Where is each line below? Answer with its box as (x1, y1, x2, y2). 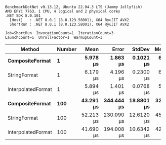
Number (56, 46, 77, 53)
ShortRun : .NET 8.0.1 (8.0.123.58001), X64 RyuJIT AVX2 (9, 22, 129, 27)
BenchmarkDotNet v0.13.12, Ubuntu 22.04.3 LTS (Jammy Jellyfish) (5, 4, 142, 9)
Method (20, 46, 40, 53)
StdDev (132, 46, 150, 53)
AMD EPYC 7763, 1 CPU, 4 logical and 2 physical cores (5, 9, 121, 14)
